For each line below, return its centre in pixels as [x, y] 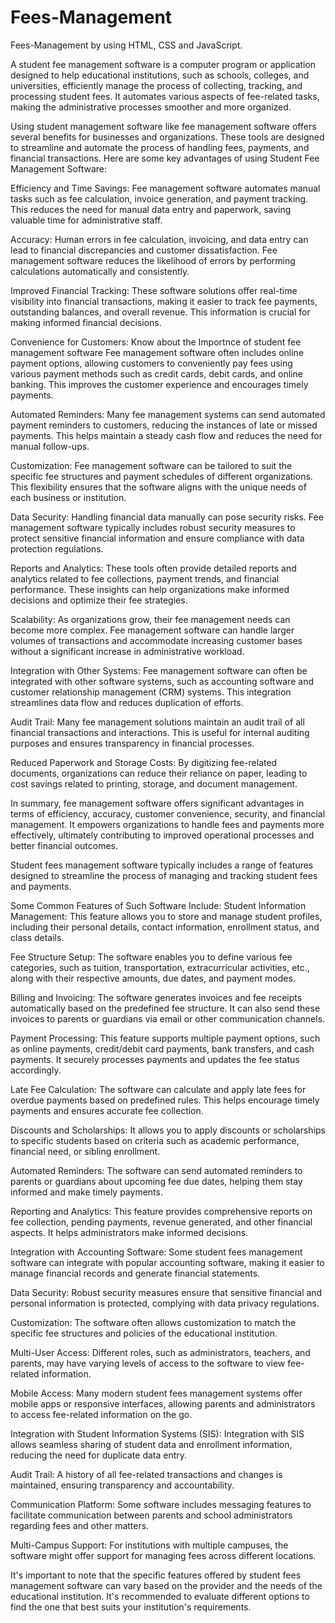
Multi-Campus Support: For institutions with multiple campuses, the [149, 1545]
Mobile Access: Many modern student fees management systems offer [156, 1393]
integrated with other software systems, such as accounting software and [162, 681]
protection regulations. [57, 548]
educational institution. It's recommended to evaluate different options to [160, 1596]
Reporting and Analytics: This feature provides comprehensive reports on [161, 1211]
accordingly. [36, 1070]
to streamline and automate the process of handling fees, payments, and [160, 147]
